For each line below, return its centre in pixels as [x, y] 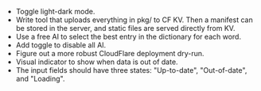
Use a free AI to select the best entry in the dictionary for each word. [128, 36]
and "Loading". [40, 79]
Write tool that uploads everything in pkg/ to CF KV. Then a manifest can [134, 20]
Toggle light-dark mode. [55, 11]
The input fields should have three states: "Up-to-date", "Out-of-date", [131, 70]
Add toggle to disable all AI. [61, 45]
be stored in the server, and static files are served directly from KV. [125, 28]
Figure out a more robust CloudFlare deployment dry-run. [110, 53]
